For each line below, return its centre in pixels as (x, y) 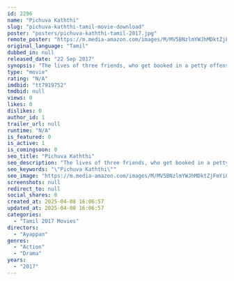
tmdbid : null (26, 91)
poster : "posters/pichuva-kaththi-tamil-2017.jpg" (82, 33)
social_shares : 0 (32, 195)
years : (17, 260)
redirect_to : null (34, 189)
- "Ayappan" (31, 234)
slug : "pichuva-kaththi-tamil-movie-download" (76, 26)
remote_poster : (29, 40)
